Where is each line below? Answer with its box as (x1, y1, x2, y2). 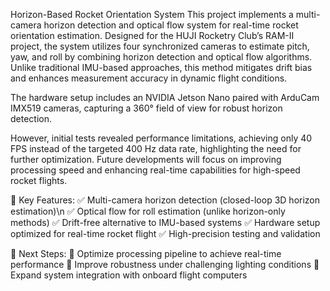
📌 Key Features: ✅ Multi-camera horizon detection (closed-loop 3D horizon (10, 194, 321, 206)
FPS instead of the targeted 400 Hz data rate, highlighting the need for (10, 143, 302, 154)
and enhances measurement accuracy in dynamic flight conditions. (10, 72, 288, 84)
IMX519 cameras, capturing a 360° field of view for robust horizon (10, 102, 283, 114)
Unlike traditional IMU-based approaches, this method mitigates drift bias (10, 62, 313, 73)
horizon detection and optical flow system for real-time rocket (43, 19, 299, 31)
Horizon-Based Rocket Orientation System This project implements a (10, 9, 294, 20)
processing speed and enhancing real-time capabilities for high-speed (10, 164, 301, 176)
